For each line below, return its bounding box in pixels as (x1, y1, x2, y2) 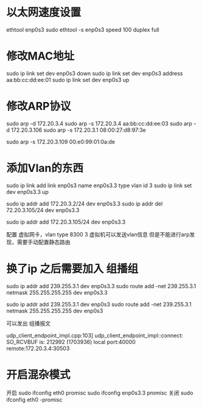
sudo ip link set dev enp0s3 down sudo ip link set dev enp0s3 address (6, 69, 183, 77)
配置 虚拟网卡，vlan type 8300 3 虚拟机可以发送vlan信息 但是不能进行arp (6, 230, 190, 238)
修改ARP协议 (6, 100, 71, 113)
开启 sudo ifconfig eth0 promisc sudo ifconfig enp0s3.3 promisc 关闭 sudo (6, 389, 193, 396)
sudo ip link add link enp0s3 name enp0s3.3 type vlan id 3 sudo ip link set (6, 182, 192, 189)
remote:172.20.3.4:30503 (6, 345, 70, 352)
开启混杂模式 (6, 368, 71, 382)
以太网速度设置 (6, 5, 82, 19)
